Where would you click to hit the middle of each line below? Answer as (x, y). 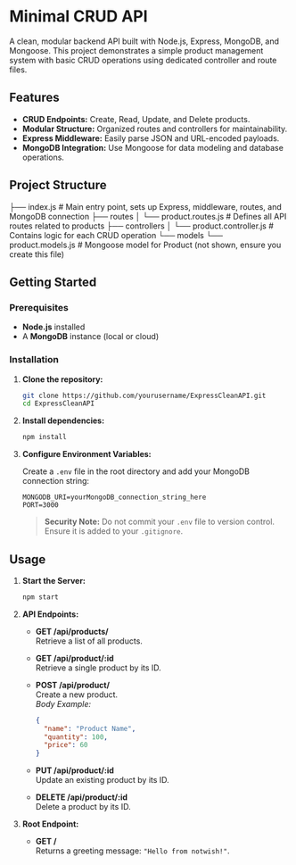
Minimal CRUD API (79, 17)
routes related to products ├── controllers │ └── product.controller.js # (142, 226)
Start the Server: (54, 580)
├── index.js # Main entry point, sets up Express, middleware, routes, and (146, 206)
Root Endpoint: (50, 824)
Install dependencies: (63, 420)
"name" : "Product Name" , (90, 728)
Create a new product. (77, 694)
